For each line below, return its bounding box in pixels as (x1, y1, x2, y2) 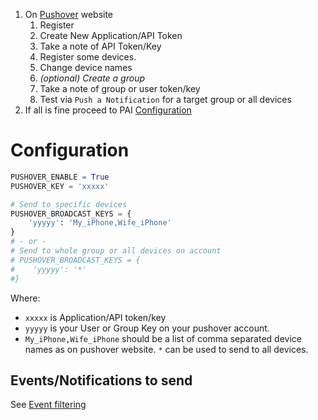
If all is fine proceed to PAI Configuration (24, 104, 192, 116)
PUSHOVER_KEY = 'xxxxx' (10, 181, 110, 191)
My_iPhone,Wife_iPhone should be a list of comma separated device (24, 332, 302, 344)
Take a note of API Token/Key (39, 40, 162, 52)
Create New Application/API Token (39, 30, 183, 41)
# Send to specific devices (10, 199, 128, 209)
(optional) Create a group (39, 72, 146, 84)
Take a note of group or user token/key (39, 83, 201, 94)
